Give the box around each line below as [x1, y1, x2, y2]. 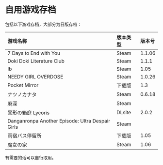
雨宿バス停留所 [7, 132, 42, 139]
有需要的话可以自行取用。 [5, 154, 56, 160]
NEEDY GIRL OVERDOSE [7, 73, 64, 80]
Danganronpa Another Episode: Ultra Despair [7, 117, 111, 124]
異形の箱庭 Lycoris [7, 109, 50, 116]
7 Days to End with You [7, 49, 61, 56]
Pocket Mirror [7, 82, 39, 89]
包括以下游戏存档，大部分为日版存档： [5, 21, 81, 27]
